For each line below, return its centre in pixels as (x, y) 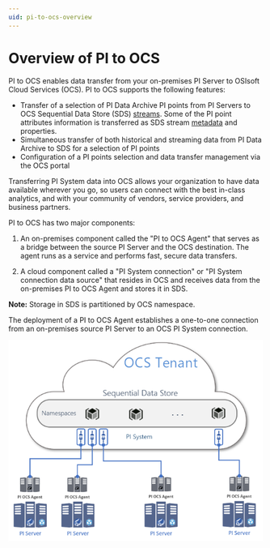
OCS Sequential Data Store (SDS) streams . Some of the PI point (126, 113)
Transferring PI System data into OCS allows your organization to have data (134, 181)
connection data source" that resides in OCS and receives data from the (140, 280)
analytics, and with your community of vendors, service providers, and (126, 198)
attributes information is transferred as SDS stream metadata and (129, 122)
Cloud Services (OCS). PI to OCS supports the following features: (117, 89)
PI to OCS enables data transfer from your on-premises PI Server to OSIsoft (134, 80)
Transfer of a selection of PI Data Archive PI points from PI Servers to (135, 105)
